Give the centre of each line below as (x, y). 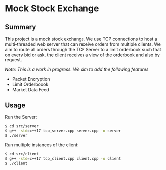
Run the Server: (21, 117)
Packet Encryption (31, 79)
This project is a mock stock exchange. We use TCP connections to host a (81, 39)
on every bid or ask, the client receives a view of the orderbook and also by (83, 55)
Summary (21, 27)
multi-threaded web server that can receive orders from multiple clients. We (83, 44)
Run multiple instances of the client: (42, 145)
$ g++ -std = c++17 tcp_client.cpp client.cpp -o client (63, 159)
